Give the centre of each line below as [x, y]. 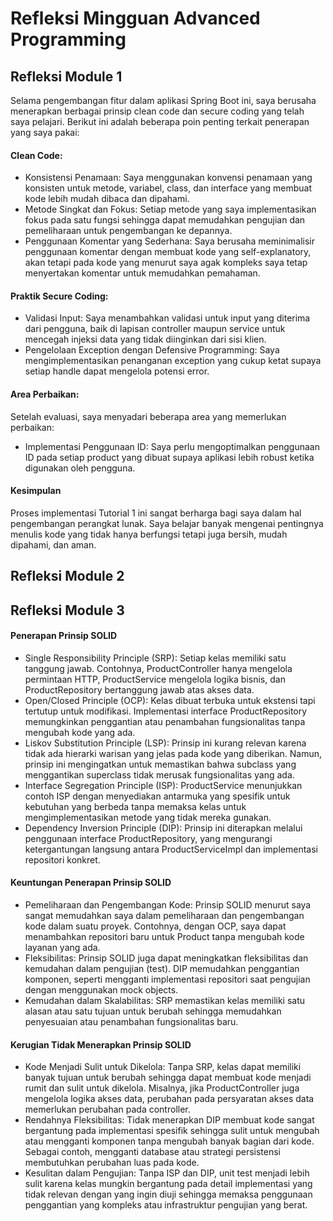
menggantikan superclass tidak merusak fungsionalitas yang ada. [159, 774]
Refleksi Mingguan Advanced [135, 18]
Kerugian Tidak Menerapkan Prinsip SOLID [101, 1044]
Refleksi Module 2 [67, 576]
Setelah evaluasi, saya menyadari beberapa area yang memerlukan [148, 416]
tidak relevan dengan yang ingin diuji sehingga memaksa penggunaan [168, 1194]
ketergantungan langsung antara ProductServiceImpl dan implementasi [171, 849]
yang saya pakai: [45, 132]
